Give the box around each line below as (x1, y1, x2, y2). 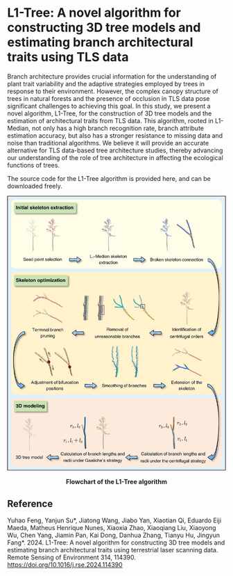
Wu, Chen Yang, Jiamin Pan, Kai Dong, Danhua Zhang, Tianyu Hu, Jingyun (7, 531, 221, 540)
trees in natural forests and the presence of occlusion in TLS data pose (7, 94, 210, 102)
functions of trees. (7, 161, 60, 169)
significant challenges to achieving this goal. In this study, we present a (7, 102, 211, 110)
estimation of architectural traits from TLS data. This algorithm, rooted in (7, 116, 214, 125)
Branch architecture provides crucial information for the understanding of (7, 72, 217, 81)
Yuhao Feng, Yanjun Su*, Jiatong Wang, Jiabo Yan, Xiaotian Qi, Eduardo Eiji (7, 516, 222, 525)
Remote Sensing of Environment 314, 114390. (7, 553, 137, 561)
